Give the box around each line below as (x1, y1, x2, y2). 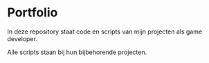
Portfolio (7, 5, 58, 21)
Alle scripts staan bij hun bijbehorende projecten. (7, 48, 147, 56)
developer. (7, 34, 38, 42)
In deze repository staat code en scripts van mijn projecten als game (7, 27, 203, 36)
